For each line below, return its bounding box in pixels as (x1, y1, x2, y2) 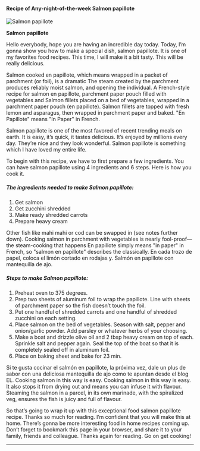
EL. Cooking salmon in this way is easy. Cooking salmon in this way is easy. (6, 377, 192, 384)
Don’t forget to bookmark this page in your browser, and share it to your (6, 426, 182, 433)
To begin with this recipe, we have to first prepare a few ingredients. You (6, 157, 185, 165)
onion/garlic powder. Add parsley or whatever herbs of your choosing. (14, 327, 187, 335)
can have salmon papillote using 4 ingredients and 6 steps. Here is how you (6, 164, 192, 171)
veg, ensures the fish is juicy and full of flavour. (6, 396, 122, 403)
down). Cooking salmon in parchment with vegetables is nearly (6, 235, 161, 243)
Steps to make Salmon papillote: (6, 274, 88, 282)
